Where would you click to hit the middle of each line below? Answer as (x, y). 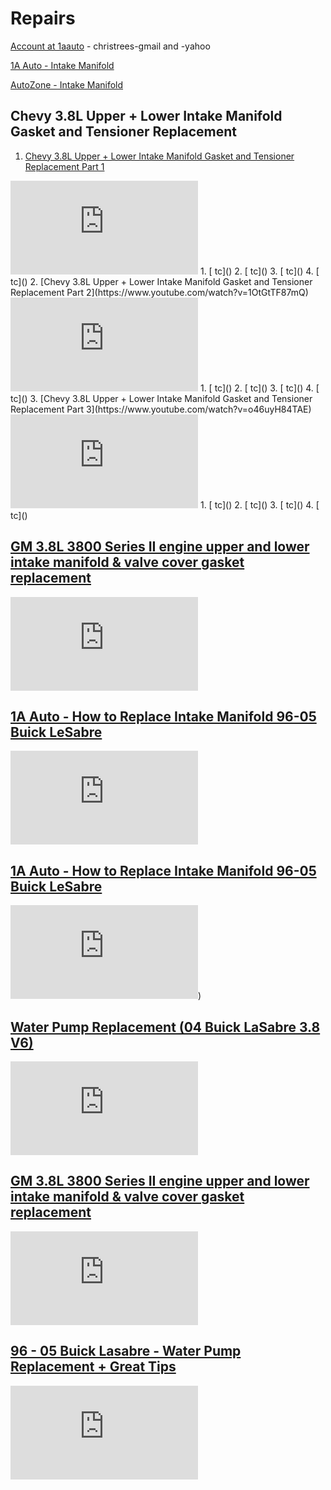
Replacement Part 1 (64, 166)
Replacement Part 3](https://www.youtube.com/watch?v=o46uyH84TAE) (161, 409)
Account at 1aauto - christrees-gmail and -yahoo (110, 46)
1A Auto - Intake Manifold (62, 65)
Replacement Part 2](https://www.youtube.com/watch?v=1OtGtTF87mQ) (159, 292)
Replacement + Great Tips (93, 1367)
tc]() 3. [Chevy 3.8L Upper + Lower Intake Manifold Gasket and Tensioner (161, 398)
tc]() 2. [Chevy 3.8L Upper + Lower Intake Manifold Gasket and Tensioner (161, 281)
